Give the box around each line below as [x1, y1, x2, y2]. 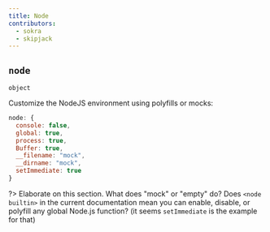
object [8, 84, 31, 92]
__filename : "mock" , [15, 152, 85, 160]
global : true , [15, 129, 63, 137]
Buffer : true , [15, 144, 63, 153]
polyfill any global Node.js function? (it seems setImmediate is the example [8, 206, 258, 216]
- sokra [15, 27, 42, 35]
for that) [8, 214, 36, 224]
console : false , [15, 121, 71, 130]
